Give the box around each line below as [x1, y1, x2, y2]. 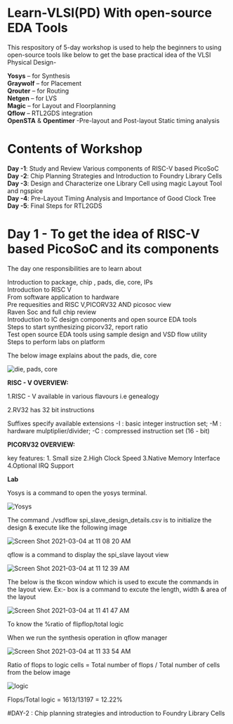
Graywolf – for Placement [7, 79, 82, 87]
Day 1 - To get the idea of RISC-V [7, 226, 200, 242]
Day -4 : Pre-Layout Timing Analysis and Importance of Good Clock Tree [7, 194, 216, 202]
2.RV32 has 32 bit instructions [7, 405, 95, 414]
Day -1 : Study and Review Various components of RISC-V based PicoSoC [7, 164, 219, 173]
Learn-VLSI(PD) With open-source [7, 5, 213, 21]
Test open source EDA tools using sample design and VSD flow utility [7, 330, 208, 338]
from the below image [7, 668, 71, 676]
